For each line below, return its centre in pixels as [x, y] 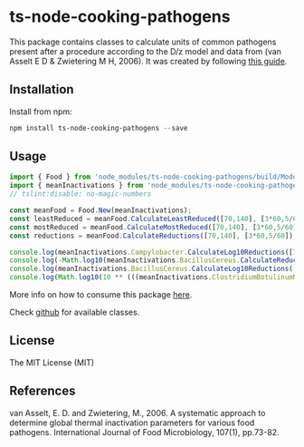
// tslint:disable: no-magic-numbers [81, 194]
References [43, 391]
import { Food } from [50, 177]
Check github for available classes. [75, 312]
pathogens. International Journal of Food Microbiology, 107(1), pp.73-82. [144, 432]
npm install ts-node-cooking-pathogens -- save [99, 128]
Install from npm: [41, 112]
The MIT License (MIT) [52, 362]
